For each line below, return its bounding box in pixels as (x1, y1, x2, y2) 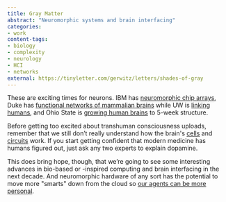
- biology (7, 42, 36, 49)
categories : (7, 23, 42, 30)
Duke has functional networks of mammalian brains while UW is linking (7, 101, 211, 110)
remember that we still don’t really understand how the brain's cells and (7, 129, 213, 137)
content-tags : (7, 36, 49, 43)
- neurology (7, 56, 42, 62)
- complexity (7, 49, 45, 56)
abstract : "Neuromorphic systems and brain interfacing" (7, 17, 176, 24)
